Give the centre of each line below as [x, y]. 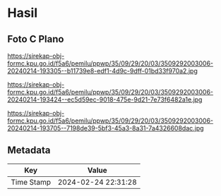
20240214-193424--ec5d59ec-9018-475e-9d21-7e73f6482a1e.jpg [105, 99]
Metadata [29, 151]
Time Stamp [31, 182]
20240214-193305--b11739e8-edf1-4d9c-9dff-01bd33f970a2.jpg [102, 71]
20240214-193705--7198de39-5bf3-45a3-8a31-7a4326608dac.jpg [106, 128]
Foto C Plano [36, 39]
